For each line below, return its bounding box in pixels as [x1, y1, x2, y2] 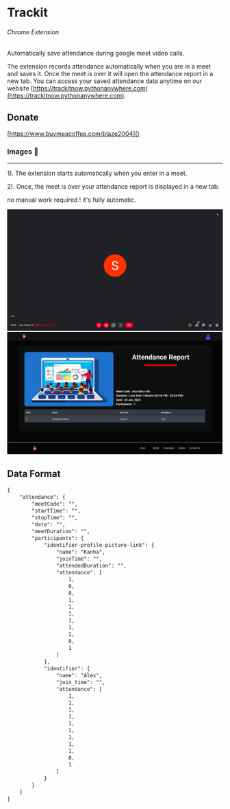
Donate [7, 111, 39, 123]
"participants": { [31, 535, 84, 542]
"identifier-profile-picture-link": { [43, 542, 155, 549]
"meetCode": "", [31, 501, 78, 508]
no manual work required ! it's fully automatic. [7, 196, 137, 204]
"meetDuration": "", [31, 528, 90, 535]
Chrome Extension [7, 27, 60, 36]
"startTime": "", [31, 508, 81, 515]
